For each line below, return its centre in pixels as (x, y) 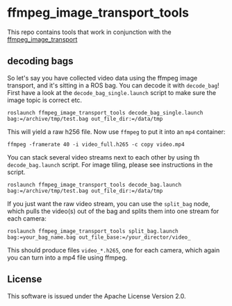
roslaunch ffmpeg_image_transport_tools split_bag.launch (93, 231)
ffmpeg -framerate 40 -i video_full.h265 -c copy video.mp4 (96, 144)
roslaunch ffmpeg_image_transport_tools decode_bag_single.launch (105, 112)
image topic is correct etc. (44, 100)
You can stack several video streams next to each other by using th (103, 157)
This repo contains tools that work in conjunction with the (89, 32)
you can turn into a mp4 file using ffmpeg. (67, 257)
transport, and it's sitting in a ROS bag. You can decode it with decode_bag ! (114, 85)
